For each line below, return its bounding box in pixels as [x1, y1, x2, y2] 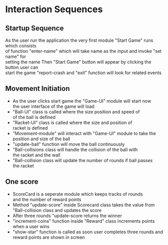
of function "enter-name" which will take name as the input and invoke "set [5, 48, 162, 54]
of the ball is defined [12, 114, 56, 120]
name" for [5, 53, 26, 59]
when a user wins [12, 223, 50, 229]
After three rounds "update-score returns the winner [12, 212, 122, 219]
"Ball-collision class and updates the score [12, 207, 102, 213]
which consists [5, 43, 37, 49]
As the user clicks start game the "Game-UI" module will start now [12, 98, 151, 104]
